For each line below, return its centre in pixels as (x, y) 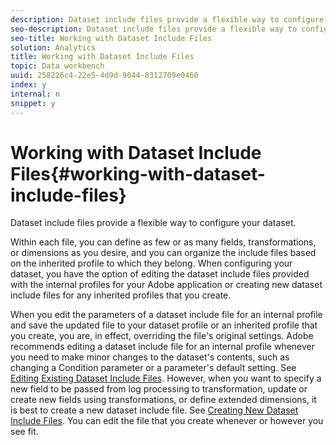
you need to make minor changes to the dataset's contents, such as (150, 357)
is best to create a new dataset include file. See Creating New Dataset (154, 410)
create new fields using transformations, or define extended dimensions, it (163, 400)
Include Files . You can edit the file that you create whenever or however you (167, 421)
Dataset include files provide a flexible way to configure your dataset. (153, 223)
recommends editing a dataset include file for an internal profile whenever (163, 347)
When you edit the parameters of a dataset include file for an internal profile (166, 315)
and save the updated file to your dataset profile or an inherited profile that (164, 325)
